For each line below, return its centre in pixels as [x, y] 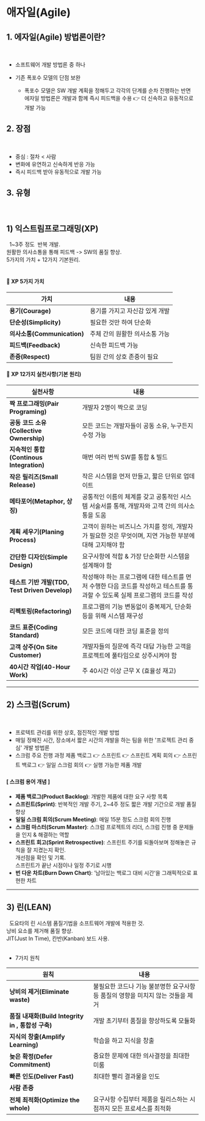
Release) [22, 485]
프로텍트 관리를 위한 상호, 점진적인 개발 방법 [67, 732]
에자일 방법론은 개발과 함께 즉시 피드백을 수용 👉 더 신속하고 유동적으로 [109, 98]
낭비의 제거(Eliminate [39, 992]
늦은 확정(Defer [31, 1056]
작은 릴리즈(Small [34, 477]
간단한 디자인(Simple [39, 557]
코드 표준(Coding [34, 627]
